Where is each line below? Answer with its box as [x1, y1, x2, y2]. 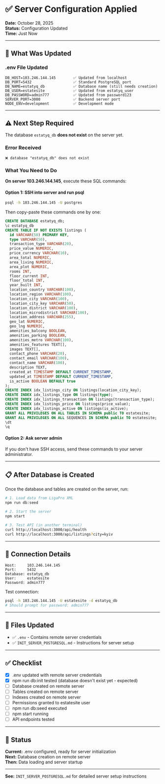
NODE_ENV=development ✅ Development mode [5, 101, 114, 106]
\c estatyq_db [5, 223, 34, 228]
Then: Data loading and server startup [5, 759, 83, 765]
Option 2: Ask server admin [5, 435, 62, 441]
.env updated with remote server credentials [12, 672, 102, 678]
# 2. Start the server [5, 509, 52, 514]
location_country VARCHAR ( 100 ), [9, 287, 76, 292]
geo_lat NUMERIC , [9, 319, 45, 324]
